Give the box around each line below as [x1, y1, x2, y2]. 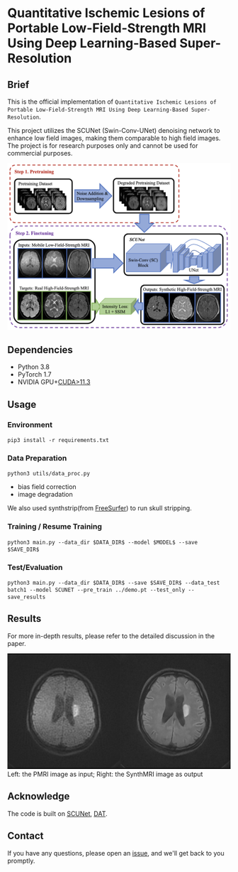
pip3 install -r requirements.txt [7, 437, 110, 444]
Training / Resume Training [7, 522, 103, 532]
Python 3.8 [17, 362, 50, 371]
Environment [7, 419, 53, 429]
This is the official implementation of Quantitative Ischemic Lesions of [7, 97, 217, 106]
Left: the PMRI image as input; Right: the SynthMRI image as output [7, 770, 203, 779]
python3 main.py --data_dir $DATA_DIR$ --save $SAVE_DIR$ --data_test [7, 579, 220, 586]
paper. [7, 639, 26, 647]
